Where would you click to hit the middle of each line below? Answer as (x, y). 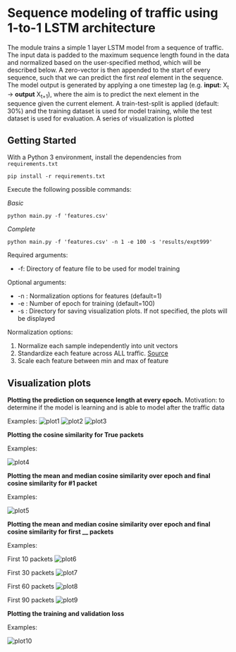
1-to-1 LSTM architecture (82, 28)
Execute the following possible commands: (69, 190)
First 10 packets (30, 559)
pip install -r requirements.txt (56, 177)
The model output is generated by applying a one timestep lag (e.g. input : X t (118, 86)
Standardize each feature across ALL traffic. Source (93, 353)
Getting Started (42, 140)
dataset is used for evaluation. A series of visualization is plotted (101, 118)
